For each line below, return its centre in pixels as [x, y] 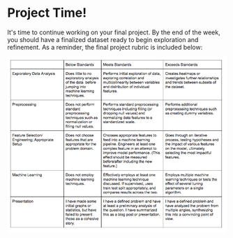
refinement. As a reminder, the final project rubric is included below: [105, 47]
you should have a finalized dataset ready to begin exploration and [103, 39]
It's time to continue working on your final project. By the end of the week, [114, 32]
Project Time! [47, 13]
